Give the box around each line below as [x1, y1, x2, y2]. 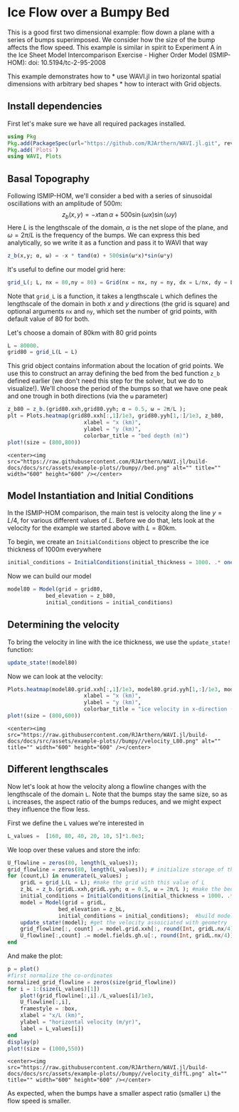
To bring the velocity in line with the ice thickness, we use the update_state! [7, 638, 231, 646]
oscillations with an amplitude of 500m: [7, 199, 123, 208]
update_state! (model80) [7, 659, 78, 666]
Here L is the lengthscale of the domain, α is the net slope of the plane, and [7, 223, 228, 232]
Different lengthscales [7, 763, 109, 775]
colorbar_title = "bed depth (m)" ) [83, 432, 190, 439]
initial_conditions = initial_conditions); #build [58, 912, 215, 919]
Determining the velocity [7, 618, 119, 631]
